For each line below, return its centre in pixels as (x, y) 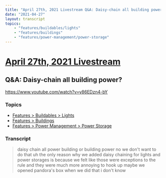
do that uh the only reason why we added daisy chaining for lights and (89, 155)
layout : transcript (25, 19)
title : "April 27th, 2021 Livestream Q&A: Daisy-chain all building (77, 10)
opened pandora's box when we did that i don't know (71, 171)
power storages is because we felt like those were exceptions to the (86, 160)
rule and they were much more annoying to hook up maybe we (81, 165)
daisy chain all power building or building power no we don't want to (87, 149)
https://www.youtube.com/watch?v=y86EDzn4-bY (56, 91)
